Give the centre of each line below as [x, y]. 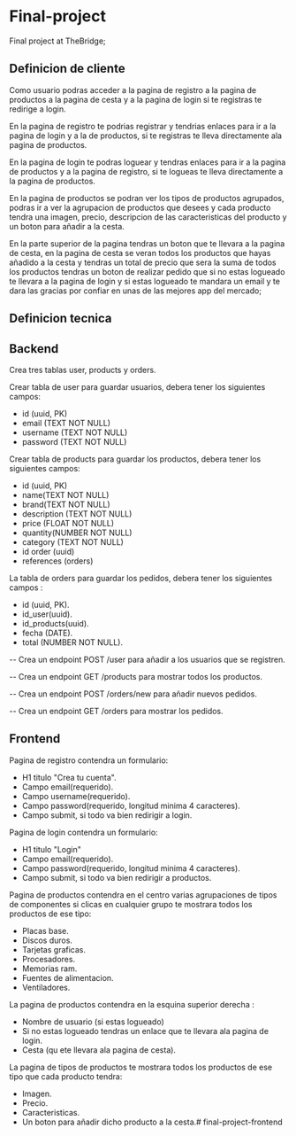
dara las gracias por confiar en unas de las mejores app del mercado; [136, 291]
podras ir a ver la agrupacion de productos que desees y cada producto [140, 207]
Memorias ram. [49, 969]
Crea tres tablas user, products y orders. [83, 370]
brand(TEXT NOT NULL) [66, 504]
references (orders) [57, 561]
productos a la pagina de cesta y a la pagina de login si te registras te [136, 99]
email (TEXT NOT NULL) [66, 423]
